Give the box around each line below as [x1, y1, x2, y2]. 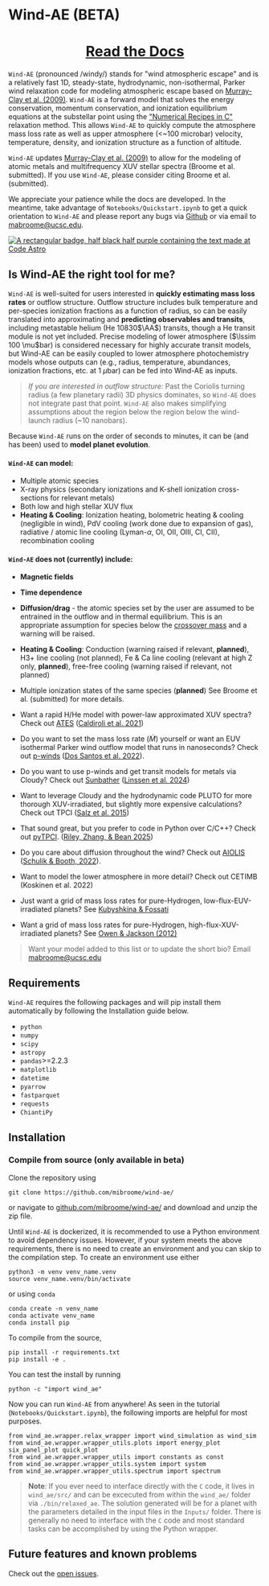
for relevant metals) [50, 493, 115, 503]
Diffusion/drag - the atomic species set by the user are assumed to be [19, 604, 255, 613]
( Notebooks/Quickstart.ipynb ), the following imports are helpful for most [8, 1407, 248, 1417]
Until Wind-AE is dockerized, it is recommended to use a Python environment [8, 1226, 260, 1236]
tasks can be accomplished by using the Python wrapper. [27, 1523, 218, 1534]
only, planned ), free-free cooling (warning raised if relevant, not [19, 661, 233, 671]
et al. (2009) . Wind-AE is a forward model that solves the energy [25, 95, 234, 105]
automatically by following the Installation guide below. [8, 1006, 190, 1015]
